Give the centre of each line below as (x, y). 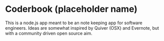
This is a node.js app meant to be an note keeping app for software (74, 23)
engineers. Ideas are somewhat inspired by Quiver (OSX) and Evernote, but (82, 28)
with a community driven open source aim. (49, 33)
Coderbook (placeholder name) (71, 9)
